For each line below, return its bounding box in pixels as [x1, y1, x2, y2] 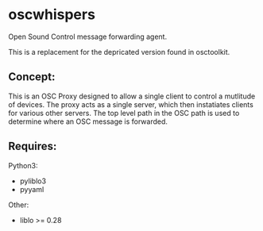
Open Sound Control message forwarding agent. [8, 32, 168, 41]
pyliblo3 [19, 176, 46, 186]
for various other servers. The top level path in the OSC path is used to [8, 108, 240, 117]
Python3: [8, 160, 38, 170]
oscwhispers [8, 6, 95, 24]
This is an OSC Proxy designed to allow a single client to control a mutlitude [8, 91, 256, 101]
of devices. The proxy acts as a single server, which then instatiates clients [8, 99, 254, 109]
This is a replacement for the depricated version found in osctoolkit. [8, 47, 230, 56]
